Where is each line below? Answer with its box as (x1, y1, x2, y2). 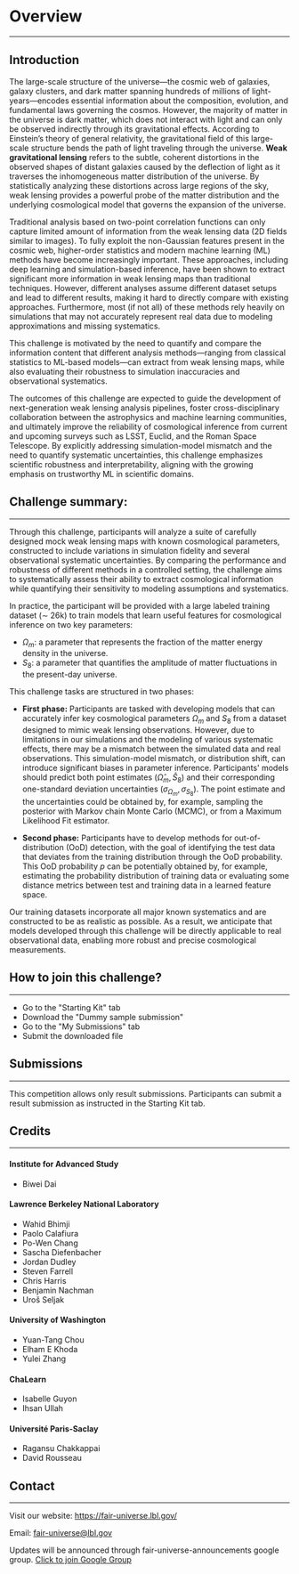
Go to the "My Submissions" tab (21, 1021, 141, 1032)
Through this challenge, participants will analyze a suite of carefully (9, 526, 257, 537)
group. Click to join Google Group (9, 1554, 132, 1565)
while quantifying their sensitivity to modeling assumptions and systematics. (9, 583, 289, 594)
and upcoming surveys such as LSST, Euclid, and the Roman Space (9, 430, 257, 442)
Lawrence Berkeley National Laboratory (9, 1199, 159, 1210)
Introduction (9, 53, 80, 68)
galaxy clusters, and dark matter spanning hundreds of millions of (9, 85, 251, 96)
